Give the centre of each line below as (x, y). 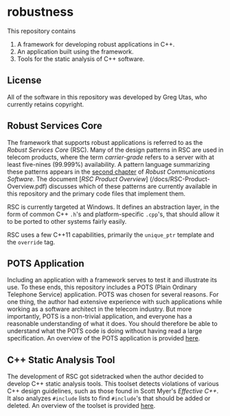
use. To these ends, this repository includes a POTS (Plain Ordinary (102, 287)
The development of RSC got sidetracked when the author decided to (105, 377)
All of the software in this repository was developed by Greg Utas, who (107, 97)
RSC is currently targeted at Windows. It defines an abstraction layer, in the (113, 207)
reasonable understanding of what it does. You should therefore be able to (112, 324)
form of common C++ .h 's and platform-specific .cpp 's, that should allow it (113, 214)
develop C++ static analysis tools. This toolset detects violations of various (113, 384)
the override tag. (31, 242)
